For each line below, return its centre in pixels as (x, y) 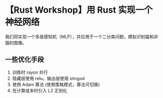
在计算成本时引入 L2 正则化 (40, 90)
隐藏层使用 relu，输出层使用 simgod (48, 78)
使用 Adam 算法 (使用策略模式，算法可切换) (56, 84)
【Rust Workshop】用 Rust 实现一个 (79, 10)
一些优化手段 (25, 60)
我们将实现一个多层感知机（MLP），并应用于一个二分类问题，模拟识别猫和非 (82, 37)
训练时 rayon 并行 (30, 72)
